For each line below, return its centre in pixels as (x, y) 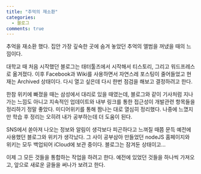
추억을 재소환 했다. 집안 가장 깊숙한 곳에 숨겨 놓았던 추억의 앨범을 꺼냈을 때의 (96, 46)
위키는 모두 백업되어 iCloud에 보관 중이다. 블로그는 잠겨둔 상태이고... (86, 145)
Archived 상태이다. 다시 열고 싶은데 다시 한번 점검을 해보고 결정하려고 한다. (105, 82)
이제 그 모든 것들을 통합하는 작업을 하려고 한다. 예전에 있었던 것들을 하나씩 (92, 157)
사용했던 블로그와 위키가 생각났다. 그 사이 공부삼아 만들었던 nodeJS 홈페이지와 (98, 137)
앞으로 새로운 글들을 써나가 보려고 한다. (60, 165)
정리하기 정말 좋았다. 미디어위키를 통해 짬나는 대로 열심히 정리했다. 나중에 (92, 109)
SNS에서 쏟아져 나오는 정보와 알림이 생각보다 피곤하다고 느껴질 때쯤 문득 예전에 (99, 130)
